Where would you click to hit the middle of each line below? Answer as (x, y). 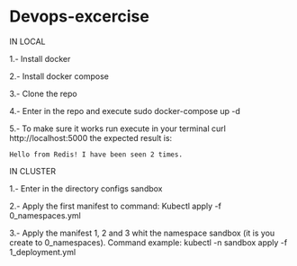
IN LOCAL (27, 41)
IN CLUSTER (33, 171)
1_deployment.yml (43, 252)
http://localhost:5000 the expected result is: (91, 137)
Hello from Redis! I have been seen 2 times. (96, 155)
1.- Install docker (40, 58)
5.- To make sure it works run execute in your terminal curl (118, 129)
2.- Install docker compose (59, 76)
